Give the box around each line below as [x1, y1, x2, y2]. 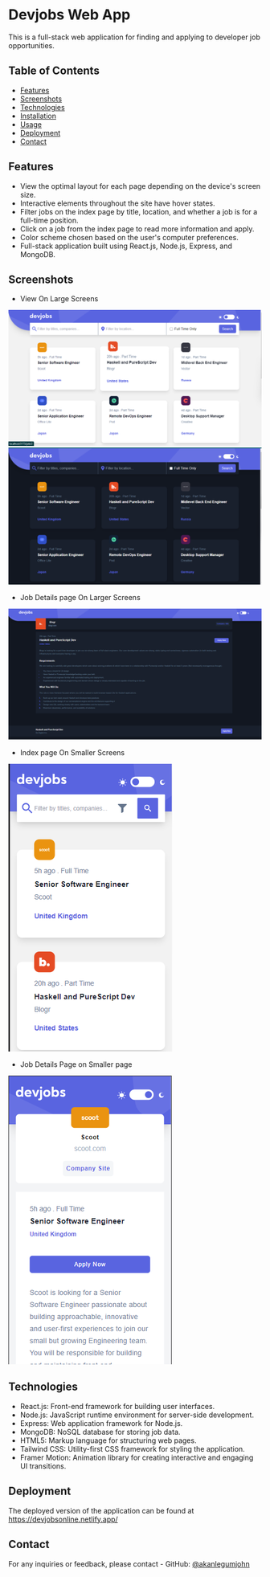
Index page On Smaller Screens [19, 748, 125, 758]
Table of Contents [8, 64, 100, 78]
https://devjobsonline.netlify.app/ [8, 1514, 118, 1524]
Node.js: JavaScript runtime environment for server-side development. [19, 1410, 255, 1420]
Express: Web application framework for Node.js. [19, 1418, 183, 1428]
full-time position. [19, 215, 79, 225]
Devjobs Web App [8, 6, 131, 24]
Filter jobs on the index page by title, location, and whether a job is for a [19, 206, 258, 216]
